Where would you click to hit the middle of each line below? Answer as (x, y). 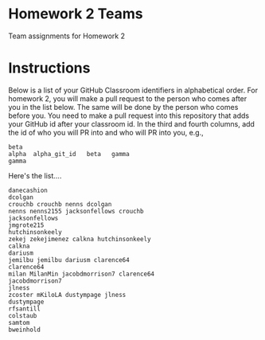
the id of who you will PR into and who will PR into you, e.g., (106, 132)
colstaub (23, 315)
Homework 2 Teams (76, 14)
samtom (19, 322)
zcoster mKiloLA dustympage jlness (67, 295)
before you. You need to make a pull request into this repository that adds (129, 115)
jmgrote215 (26, 225)
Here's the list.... (35, 175)
